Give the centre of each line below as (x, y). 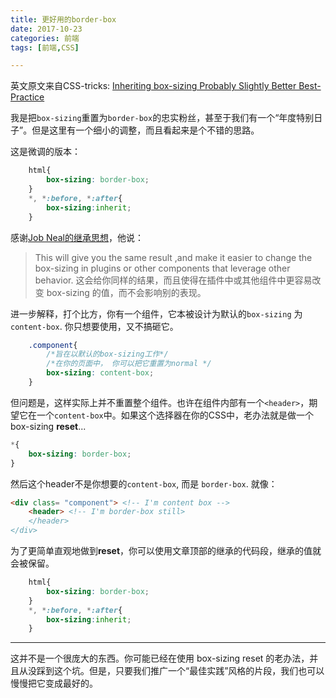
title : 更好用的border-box (63, 19)
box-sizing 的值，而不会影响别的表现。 (126, 292)
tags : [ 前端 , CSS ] (45, 47)
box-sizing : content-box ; (100, 373)
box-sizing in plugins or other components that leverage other (162, 268)
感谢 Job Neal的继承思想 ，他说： (77, 237)
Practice (27, 97)
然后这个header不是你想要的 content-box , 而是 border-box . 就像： (144, 483)
